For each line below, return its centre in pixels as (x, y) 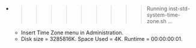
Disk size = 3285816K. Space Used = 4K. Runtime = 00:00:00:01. (102, 39)
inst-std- (179, 9)
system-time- (163, 15)
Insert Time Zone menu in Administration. (72, 33)
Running (157, 9)
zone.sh (157, 21)
